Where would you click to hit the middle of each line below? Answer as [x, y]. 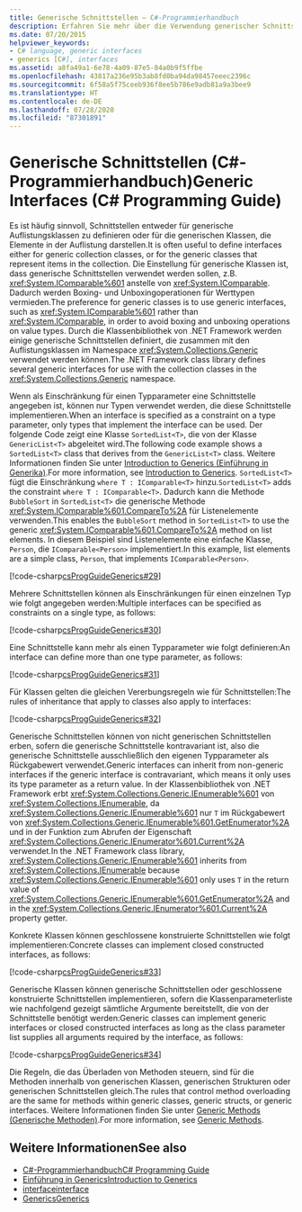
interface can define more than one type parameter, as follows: [126, 657]
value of [25, 889]
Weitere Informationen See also [98, 1148]
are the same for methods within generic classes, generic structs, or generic [151, 1101]
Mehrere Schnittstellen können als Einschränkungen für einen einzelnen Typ [151, 594]
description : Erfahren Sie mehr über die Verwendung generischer [134, 26]
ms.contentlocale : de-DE [56, 101]
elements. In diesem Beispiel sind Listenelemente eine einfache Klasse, [141, 540]
